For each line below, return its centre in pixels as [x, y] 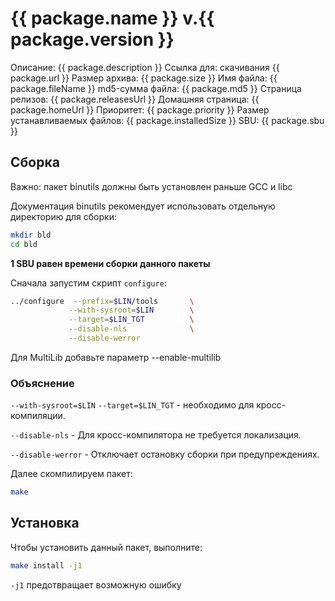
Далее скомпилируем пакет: [71, 474]
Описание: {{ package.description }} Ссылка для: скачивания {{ [145, 67]
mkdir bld [31, 235]
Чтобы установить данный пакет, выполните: [106, 547]
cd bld [24, 244]
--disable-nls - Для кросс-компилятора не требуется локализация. [156, 435]
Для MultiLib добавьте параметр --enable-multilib [116, 357]
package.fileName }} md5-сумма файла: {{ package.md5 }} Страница [156, 88]
